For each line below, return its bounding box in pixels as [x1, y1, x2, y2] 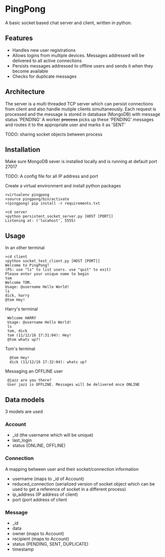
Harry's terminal [5, 306, 38, 312]
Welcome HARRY [7, 315, 36, 321]
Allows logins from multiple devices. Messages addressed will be [12, 52, 145, 58]
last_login [12, 437, 32, 443]
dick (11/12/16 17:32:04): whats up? [9, 360, 87, 365]
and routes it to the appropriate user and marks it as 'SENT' [5, 122, 126, 128]
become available [12, 68, 48, 74]
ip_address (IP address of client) [12, 491, 78, 497]
